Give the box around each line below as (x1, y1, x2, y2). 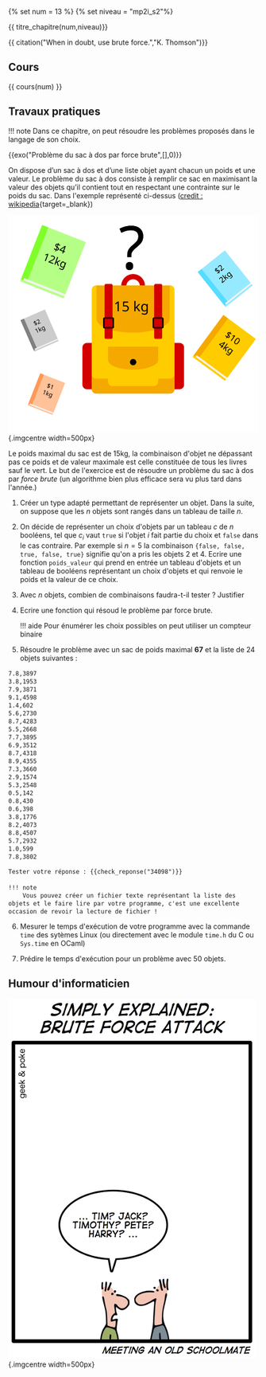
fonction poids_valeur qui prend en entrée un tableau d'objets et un (19, 557, 241, 567)
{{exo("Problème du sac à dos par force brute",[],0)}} (8, 150, 183, 159)
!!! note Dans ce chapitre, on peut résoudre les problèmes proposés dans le (8, 126, 256, 135)
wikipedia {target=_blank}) (8, 199, 94, 209)
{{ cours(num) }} (8, 81, 63, 91)
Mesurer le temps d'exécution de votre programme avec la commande (19, 921, 250, 931)
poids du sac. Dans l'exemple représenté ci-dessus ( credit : (8, 190, 203, 200)
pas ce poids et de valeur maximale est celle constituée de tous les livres (8, 457, 248, 467)
